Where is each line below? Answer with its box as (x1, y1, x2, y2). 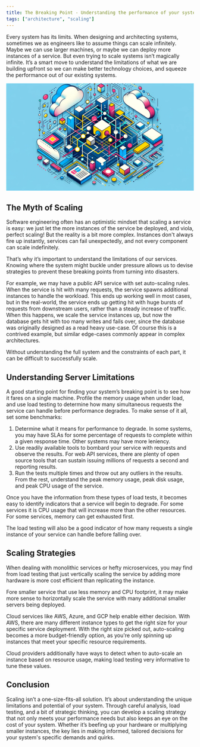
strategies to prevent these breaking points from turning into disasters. (6, 268, 180, 275)
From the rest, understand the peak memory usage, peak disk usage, (14, 476, 185, 483)
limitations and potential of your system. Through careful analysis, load (6, 702, 180, 709)
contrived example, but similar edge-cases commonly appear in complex (6, 331, 186, 338)
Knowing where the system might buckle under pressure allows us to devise (6, 262, 193, 269)
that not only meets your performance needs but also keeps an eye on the (6, 715, 188, 722)
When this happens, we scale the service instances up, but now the (6, 312, 172, 319)
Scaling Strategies (6, 548, 76, 559)
